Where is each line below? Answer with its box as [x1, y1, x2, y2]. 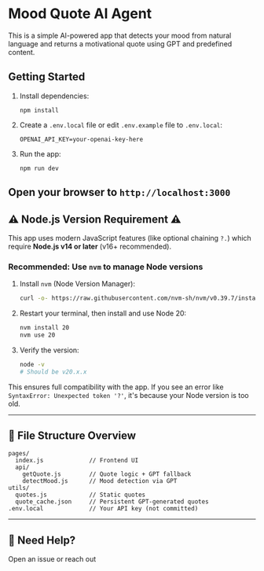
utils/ [8, 484, 30, 492]
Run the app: [19, 149, 61, 158]
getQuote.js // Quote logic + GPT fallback [22, 470, 192, 478]
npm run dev [19, 164, 59, 172]
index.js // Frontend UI [15, 457, 139, 465]
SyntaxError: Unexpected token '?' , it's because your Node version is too [8, 390, 249, 400]
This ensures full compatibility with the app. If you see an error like [8, 382, 224, 392]
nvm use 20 [19, 331, 56, 339]
